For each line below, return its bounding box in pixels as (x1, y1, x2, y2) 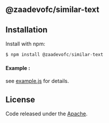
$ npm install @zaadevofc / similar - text (5, 52, 104, 58)
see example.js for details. (5, 78, 69, 85)
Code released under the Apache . (5, 110, 88, 117)
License (5, 94, 35, 105)
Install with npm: (5, 41, 45, 48)
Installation (5, 25, 48, 35)
